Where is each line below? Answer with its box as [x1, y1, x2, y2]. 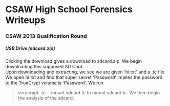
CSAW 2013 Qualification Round [5, 33, 87, 40]
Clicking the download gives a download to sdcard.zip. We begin [5, 58, 142, 64]
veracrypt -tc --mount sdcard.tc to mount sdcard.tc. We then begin [17, 90, 160, 96]
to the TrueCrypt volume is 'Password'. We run [5, 80, 104, 86]
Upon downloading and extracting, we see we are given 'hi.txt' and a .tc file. [5, 69, 166, 75]
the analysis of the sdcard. [17, 95, 74, 101]
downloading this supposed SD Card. [5, 64, 84, 70]
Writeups [5, 14, 46, 26]
